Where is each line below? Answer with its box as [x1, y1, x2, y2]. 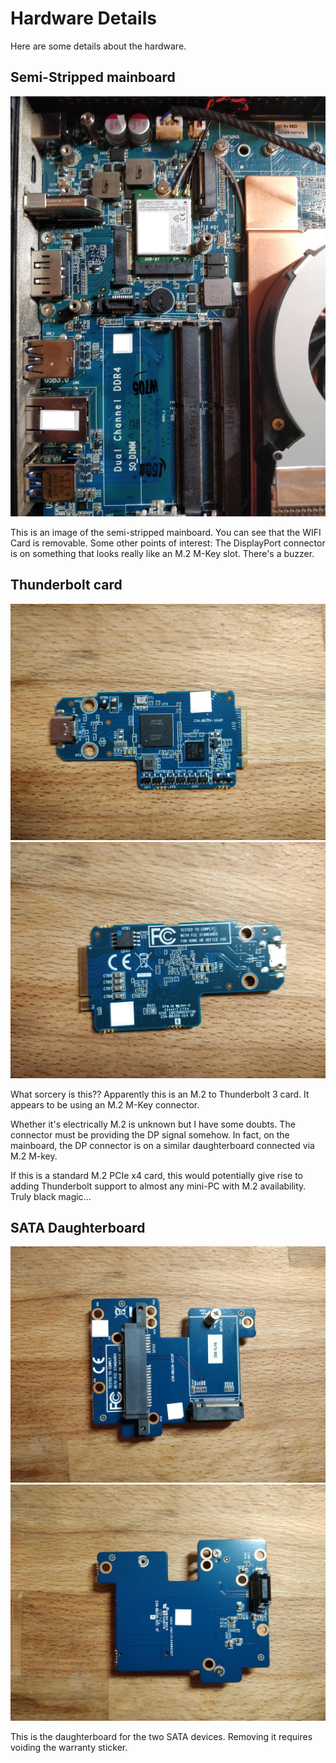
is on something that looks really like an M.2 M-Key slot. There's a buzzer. [10, 547, 315, 559]
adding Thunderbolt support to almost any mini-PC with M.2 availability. [10, 1180, 307, 1192]
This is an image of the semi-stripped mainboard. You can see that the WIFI [10, 526, 322, 538]
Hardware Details [10, 7, 157, 30]
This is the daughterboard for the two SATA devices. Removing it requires [10, 1731, 313, 1743]
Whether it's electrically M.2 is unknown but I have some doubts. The [10, 1118, 296, 1130]
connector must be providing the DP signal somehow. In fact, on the [10, 1128, 290, 1141]
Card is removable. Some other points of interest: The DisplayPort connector [10, 537, 326, 549]
